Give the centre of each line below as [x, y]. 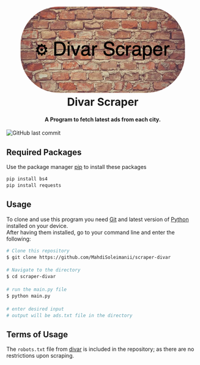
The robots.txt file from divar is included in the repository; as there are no [100, 349]
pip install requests [34, 186]
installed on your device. [37, 225]
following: [19, 239]
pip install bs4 [27, 179]
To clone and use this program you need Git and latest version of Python [98, 219]
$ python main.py [28, 296]
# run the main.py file [37, 290]
